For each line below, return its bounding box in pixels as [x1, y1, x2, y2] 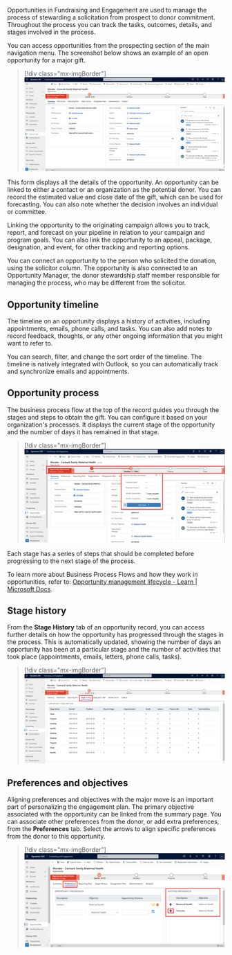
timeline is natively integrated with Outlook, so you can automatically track [7, 359, 219, 368]
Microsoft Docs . [7, 584, 53, 593]
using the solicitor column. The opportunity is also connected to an [7, 264, 198, 272]
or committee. [7, 208, 47, 216]
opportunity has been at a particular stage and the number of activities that [7, 645, 221, 654]
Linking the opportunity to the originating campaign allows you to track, [7, 221, 211, 229]
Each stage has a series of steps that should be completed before [7, 549, 195, 557]
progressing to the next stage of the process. [7, 557, 136, 565]
